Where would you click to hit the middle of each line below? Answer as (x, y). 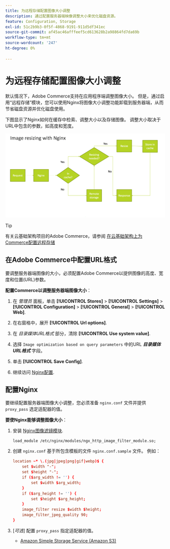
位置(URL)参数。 (31, 279)
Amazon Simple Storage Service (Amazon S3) (68, 540)
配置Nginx (22, 390)
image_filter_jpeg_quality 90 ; (55, 515)
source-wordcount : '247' (31, 43)
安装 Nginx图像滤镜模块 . (38, 431)
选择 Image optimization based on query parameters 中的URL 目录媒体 (87, 344)
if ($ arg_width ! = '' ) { (48, 477)
